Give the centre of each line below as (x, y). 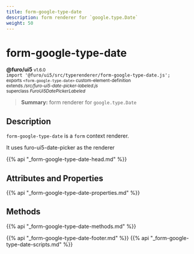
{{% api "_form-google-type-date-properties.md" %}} (73, 192)
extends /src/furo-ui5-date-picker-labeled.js (52, 86)
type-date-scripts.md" (34, 244)
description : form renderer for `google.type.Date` (72, 17)
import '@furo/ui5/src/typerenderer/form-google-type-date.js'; (88, 75)
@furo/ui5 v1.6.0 (26, 69)
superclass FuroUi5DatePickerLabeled (46, 91)
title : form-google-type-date (44, 12)
